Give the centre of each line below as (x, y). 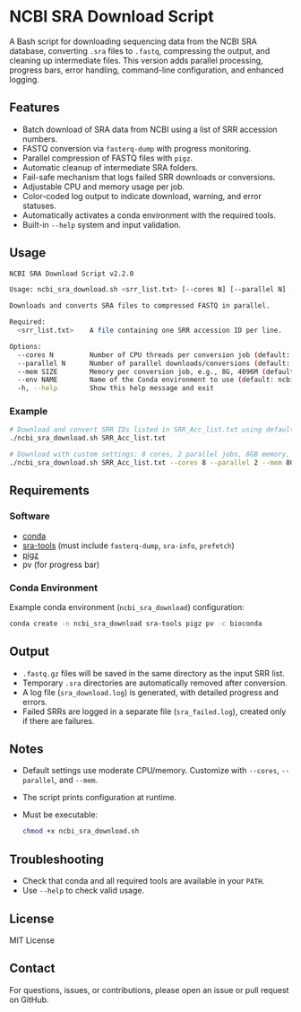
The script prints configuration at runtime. (99, 798)
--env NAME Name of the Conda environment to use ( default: (146, 380)
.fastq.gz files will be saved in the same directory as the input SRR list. (153, 673)
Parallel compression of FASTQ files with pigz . (107, 158)
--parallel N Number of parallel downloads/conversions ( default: (154, 363)
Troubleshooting (57, 859)
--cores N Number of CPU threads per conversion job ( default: (154, 355)
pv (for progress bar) (61, 564)
